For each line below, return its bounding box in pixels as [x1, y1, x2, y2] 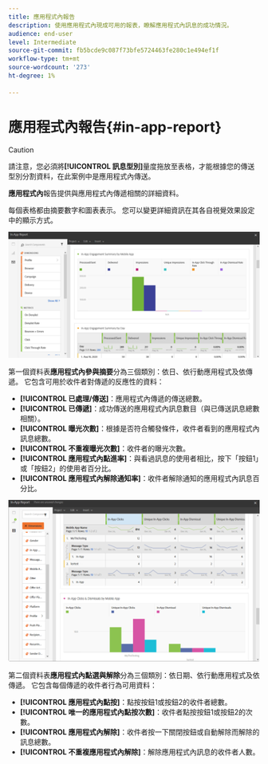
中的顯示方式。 [8, 215, 57, 225]
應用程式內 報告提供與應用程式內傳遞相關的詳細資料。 [8, 188, 183, 198]
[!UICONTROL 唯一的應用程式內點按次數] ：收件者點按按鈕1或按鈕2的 [19, 707, 246, 717]
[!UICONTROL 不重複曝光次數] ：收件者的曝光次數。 [19, 443, 190, 453]
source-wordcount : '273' [8, 64, 91, 72]
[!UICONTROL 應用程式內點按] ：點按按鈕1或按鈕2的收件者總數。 [19, 697, 232, 707]
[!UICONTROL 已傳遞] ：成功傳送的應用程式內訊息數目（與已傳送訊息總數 [19, 404, 260, 413]
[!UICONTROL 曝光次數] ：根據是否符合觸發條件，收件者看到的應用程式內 [19, 423, 260, 433]
